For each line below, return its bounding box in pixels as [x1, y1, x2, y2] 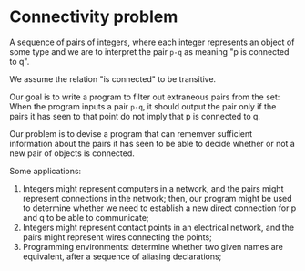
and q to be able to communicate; [22, 212, 149, 223]
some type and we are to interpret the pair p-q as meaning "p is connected [9, 46, 290, 57]
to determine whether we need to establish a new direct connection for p [22, 203, 297, 214]
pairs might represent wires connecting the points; [22, 231, 212, 243]
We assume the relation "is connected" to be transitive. [9, 73, 217, 84]
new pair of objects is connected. [9, 148, 135, 159]
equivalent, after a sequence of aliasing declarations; [22, 251, 222, 262]
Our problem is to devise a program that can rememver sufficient [9, 128, 253, 139]
